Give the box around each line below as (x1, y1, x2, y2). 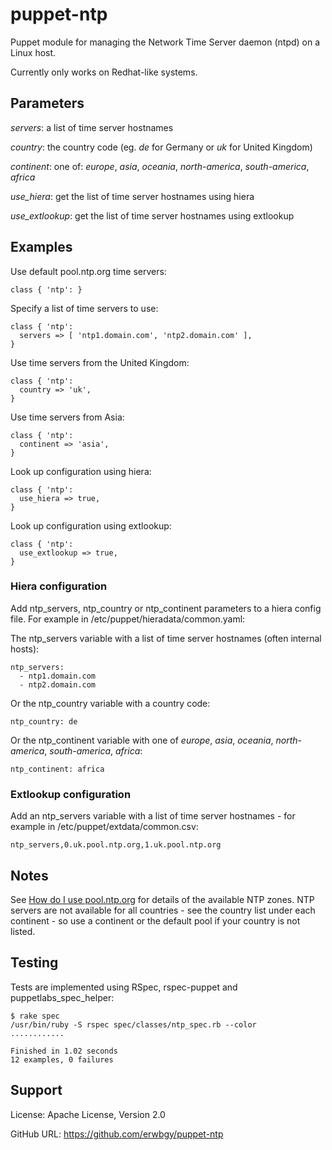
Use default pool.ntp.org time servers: (10, 265, 167, 277)
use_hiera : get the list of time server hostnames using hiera (10, 190, 255, 202)
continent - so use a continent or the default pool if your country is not (10, 914, 301, 927)
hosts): (10, 643, 40, 655)
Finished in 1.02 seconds (10, 1046, 118, 1056)
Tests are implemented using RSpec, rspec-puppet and (10, 981, 238, 993)
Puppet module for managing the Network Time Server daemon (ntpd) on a (10, 36, 321, 48)
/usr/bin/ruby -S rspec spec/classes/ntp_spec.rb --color (10, 1019, 257, 1030)
